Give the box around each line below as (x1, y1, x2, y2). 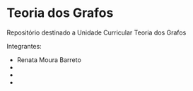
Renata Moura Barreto (16, 55, 82, 64)
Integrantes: (6, 42, 42, 50)
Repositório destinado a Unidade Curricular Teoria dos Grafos (6, 28, 187, 37)
